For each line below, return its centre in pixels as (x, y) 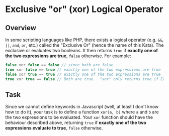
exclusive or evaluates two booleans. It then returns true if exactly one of (82, 50)
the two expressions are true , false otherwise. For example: (68, 56)
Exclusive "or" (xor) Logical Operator (84, 9)
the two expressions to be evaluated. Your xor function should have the (79, 117)
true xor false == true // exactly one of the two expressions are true (83, 70)
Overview (21, 28)
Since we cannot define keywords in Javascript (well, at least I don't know (82, 107)
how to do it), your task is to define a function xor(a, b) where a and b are (82, 112)
